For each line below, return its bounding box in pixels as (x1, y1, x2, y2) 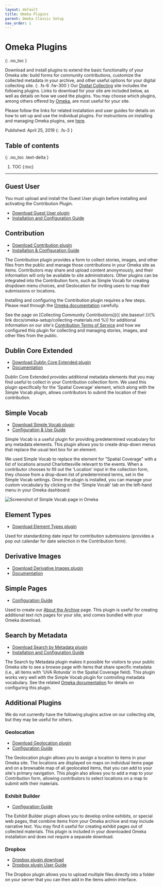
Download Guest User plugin (12, 210, 70, 216)
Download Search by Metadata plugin (12, 644, 88, 650)
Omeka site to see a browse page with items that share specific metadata (5, 664, 152, 670)
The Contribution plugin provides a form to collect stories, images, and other (5, 256, 158, 263)
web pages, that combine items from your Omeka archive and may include (5, 818, 154, 824)
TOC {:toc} (12, 164, 34, 169)
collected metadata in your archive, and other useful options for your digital (5, 77, 156, 83)
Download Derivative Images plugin (12, 565, 83, 571)
